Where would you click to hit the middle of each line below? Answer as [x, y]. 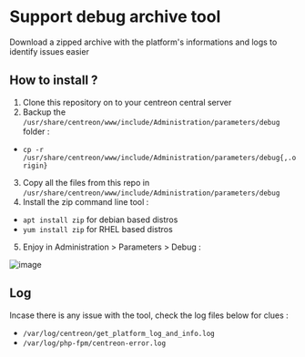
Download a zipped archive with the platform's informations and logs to [143, 42]
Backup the [44, 112]
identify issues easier [49, 51]
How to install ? [54, 81]
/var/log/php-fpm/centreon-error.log [94, 343]
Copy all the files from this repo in [86, 182]
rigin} [35, 166]
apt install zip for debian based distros [100, 219]
